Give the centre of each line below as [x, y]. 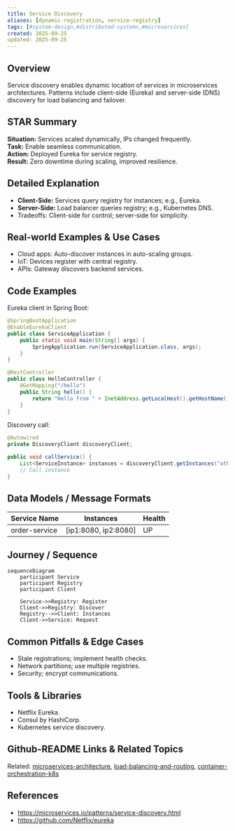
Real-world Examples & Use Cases [84, 237]
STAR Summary [42, 122]
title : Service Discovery [45, 14]
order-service [34, 530]
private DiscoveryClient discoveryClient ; [70, 445]
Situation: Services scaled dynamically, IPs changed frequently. [100, 139]
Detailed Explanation [54, 183]
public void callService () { [50, 457]
